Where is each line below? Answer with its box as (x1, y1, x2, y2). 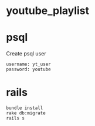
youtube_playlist (6, 4, 90, 17)
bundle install (6, 105, 43, 111)
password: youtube (6, 66, 51, 72)
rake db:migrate (6, 110, 46, 116)
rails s (6, 116, 25, 121)
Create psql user (6, 50, 46, 57)
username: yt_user (6, 61, 51, 68)
